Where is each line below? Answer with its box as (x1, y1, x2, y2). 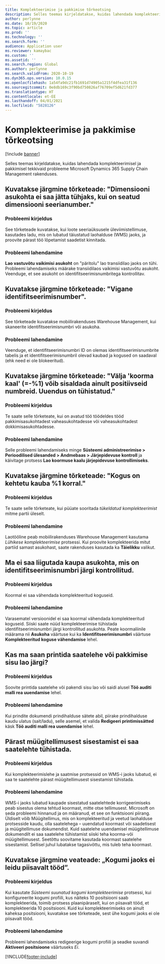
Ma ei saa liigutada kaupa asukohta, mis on (5, 559, 139, 567)
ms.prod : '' (5, 30, 29, 35)
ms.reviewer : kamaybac (5, 48, 52, 53)
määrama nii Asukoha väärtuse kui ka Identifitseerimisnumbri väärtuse (5, 631, 151, 637)
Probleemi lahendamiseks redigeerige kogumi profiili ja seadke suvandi (5, 939, 149, 945)
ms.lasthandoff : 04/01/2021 (5, 99, 63, 104)
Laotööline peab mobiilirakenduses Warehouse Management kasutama (5, 534, 149, 539)
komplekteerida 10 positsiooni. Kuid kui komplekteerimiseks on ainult (5, 905, 144, 911)
